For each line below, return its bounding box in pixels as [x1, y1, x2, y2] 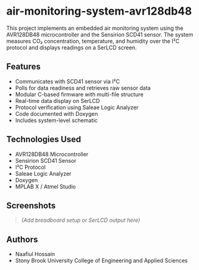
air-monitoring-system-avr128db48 [6, 4, 192, 18]
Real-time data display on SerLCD [15, 97, 100, 104]
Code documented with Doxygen [15, 110, 99, 117]
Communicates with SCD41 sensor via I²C [15, 77, 120, 85]
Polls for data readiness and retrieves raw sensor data [15, 84, 151, 91]
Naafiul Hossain [15, 250, 55, 258]
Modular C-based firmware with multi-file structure [15, 90, 144, 98]
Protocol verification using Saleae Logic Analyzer [15, 104, 139, 111]
